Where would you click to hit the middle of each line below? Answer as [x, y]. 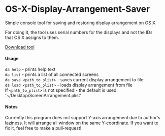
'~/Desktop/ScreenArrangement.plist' [43, 96]
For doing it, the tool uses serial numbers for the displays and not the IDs [79, 32]
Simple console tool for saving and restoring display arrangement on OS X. [81, 23]
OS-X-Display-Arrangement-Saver [78, 9]
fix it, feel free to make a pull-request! [43, 128]
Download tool [20, 47]
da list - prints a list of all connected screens [52, 74]
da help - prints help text [30, 69]
